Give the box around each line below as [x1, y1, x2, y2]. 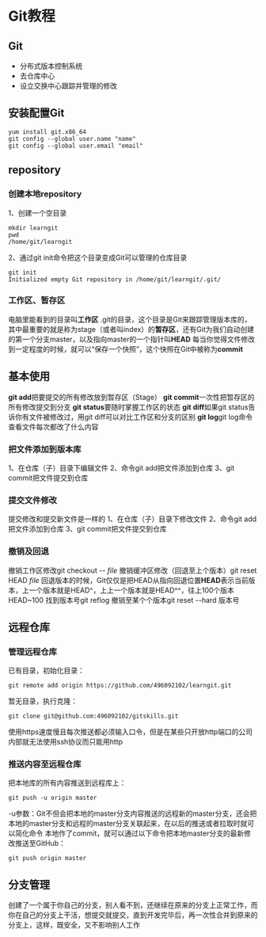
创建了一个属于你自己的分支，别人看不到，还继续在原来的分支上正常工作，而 [8, 901, 258, 910]
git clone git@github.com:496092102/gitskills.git [8, 712, 179, 721]
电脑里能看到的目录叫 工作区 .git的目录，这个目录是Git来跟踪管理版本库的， [8, 314, 252, 324]
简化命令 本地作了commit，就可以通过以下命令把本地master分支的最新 [14, 828, 245, 838]
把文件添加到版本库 [8, 444, 82, 455]
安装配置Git [8, 106, 65, 120]
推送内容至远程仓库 [8, 759, 82, 770]
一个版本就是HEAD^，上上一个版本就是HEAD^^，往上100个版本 [28, 585, 235, 595]
